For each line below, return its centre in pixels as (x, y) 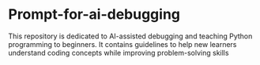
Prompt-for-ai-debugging (94, 14)
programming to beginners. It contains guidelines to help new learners (122, 44)
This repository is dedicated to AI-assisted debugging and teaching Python (130, 36)
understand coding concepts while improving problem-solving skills (119, 52)
